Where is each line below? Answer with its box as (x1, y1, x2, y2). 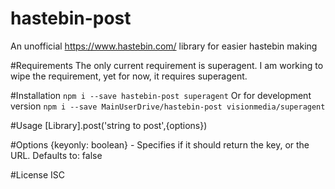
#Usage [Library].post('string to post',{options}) (10, 119, 208, 131)
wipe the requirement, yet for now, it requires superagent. (10, 70, 248, 82)
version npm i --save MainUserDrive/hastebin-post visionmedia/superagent (10, 100, 326, 112)
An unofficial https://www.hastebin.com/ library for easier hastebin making (10, 40, 318, 52)
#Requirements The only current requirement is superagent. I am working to (10, 59, 324, 71)
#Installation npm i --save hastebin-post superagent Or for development (10, 89, 312, 101)
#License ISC (10, 168, 66, 181)
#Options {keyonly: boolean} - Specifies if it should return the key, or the (10, 138, 310, 151)
